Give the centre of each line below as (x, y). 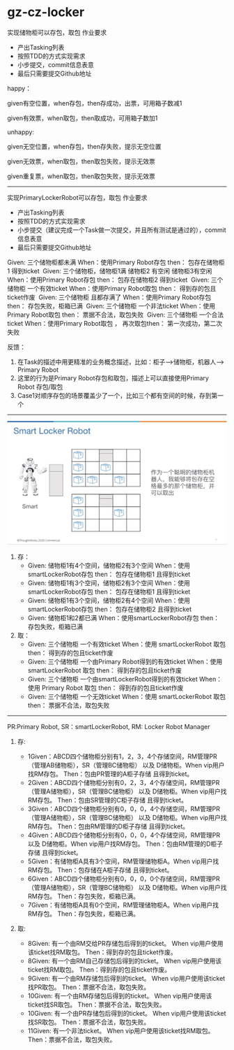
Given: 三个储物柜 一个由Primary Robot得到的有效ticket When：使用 (125, 661)
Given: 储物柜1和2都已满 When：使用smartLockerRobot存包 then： (123, 618)
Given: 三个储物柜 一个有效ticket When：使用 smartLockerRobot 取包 (127, 644)
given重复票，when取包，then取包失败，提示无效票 (81, 176)
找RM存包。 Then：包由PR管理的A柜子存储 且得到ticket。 (110, 774)
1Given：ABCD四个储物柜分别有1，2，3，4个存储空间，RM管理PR (122, 756)
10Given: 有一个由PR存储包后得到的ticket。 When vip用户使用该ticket (127, 1013)
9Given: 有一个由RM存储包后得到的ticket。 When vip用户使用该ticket (126, 978)
